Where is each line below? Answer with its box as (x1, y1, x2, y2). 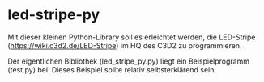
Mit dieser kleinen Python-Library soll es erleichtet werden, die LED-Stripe (7, 32, 256, 42)
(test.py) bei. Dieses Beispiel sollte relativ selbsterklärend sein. (7, 64, 216, 74)
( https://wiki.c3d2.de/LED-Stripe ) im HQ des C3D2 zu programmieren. (7, 40, 242, 50)
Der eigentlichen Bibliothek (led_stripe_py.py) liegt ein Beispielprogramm (7, 56, 250, 66)
